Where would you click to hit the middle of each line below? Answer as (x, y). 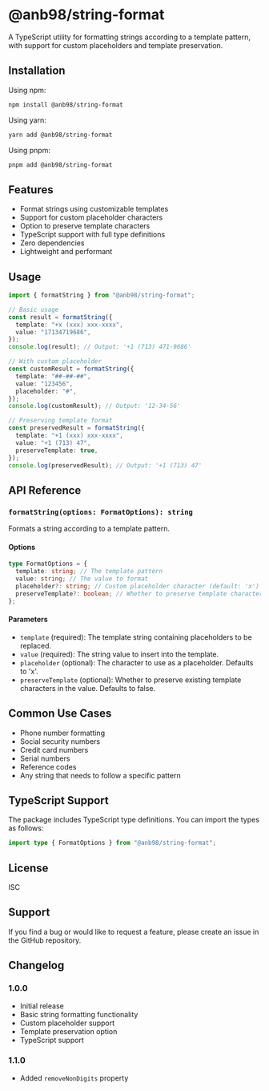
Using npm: (27, 90)
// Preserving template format (60, 421)
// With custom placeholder (55, 362)
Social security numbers (60, 741)
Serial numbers (45, 758)
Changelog (36, 966)
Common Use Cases (60, 714)
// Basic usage (34, 309)
